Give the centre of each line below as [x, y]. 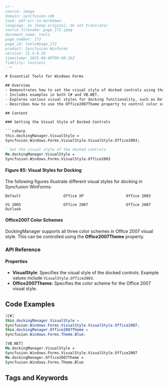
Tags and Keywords [37, 378]
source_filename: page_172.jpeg [39, 30]
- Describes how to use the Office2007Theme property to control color [81, 104]
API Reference [23, 249]
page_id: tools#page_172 [31, 44]
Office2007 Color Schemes [34, 220]
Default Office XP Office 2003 [78, 196]
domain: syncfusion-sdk [30, 16]
